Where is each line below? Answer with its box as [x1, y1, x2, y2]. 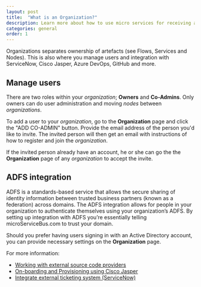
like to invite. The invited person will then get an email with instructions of [6, 130, 187, 138]
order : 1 [6, 31, 28, 37]
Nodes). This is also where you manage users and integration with [6, 54, 169, 61]
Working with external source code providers [14, 261, 127, 268]
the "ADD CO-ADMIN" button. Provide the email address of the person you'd [6, 124, 194, 131]
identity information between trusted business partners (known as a [6, 194, 173, 201]
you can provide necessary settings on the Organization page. [6, 238, 162, 245]
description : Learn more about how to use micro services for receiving [6, 20, 191, 26]
